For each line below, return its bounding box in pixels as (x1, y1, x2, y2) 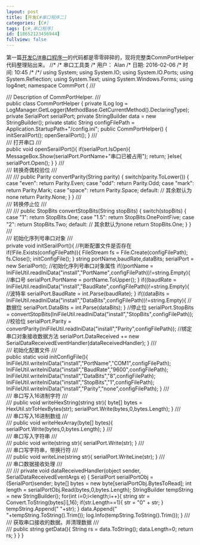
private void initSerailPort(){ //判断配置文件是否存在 (6, 242, 132, 249)
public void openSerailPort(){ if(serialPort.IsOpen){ (6, 146, 131, 153)
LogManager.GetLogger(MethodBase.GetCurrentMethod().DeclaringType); (6, 106, 190, 113)
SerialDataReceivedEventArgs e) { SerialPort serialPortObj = (6, 474, 154, 480)
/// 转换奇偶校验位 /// (6, 166, 58, 174)
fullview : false (6, 37, 47, 43)
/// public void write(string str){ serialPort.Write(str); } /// (6, 440, 144, 446)
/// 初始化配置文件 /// (6, 347, 58, 353)
